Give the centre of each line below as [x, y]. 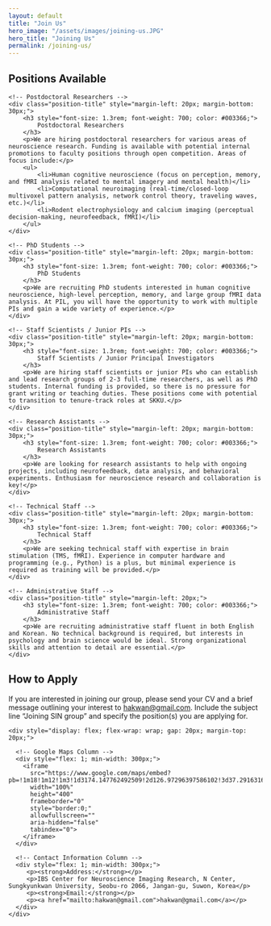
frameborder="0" [57, 801]
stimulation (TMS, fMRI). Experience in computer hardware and [117, 556]
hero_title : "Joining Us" [52, 38]
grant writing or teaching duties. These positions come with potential [133, 393]
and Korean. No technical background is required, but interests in [126, 633]
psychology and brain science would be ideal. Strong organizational [128, 640]
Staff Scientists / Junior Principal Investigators [126, 358]
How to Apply [43, 680]
